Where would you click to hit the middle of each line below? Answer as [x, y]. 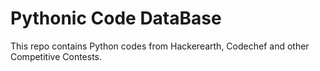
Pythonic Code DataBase [116, 18]
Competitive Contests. [56, 56]
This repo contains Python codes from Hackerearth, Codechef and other [160, 46]
